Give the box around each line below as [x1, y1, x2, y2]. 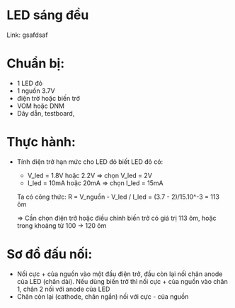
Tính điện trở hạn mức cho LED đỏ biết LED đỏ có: [16, 157, 164, 166]
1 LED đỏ [16, 79, 43, 87]
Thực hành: [6, 134, 76, 150]
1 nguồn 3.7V [16, 86, 55, 95]
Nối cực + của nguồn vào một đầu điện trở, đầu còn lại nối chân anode [16, 270, 223, 278]
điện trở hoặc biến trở [16, 94, 81, 102]
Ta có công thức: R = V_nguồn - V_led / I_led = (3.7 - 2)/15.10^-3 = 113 [16, 192, 220, 201]
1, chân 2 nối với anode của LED [16, 285, 110, 293]
